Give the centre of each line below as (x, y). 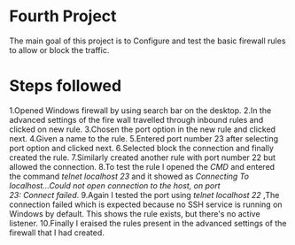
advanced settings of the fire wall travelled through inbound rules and (136, 119)
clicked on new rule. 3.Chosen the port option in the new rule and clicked (143, 129)
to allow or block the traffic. (59, 50)
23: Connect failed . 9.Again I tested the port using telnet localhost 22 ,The (144, 195)
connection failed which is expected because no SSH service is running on (146, 204)
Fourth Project (63, 16)
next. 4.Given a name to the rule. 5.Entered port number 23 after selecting (144, 138)
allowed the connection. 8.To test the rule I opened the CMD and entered (142, 166)
